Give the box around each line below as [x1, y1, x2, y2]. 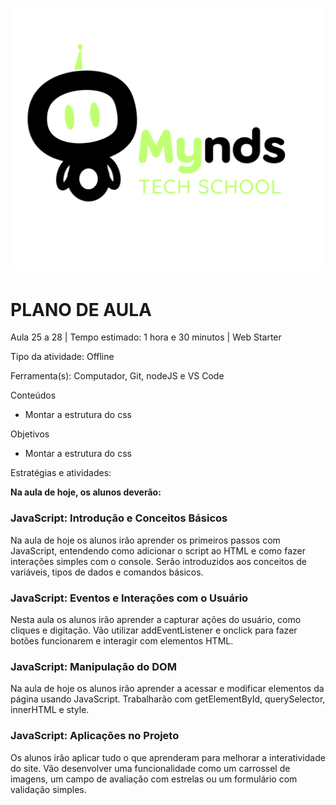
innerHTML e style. [10, 704, 90, 716]
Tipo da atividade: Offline [10, 351, 115, 363]
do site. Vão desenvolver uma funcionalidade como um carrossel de [10, 762, 291, 774]
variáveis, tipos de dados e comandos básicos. [10, 566, 204, 578]
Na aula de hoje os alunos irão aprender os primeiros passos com [10, 534, 281, 546]
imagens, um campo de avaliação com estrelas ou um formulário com [10, 773, 298, 785]
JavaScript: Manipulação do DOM [10, 660, 177, 673]
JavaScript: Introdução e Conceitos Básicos [10, 511, 228, 525]
